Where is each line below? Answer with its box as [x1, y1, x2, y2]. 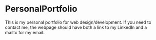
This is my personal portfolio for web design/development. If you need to [5, 19, 152, 25]
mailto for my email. [5, 29, 45, 35]
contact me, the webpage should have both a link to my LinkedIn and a [5, 24, 147, 30]
